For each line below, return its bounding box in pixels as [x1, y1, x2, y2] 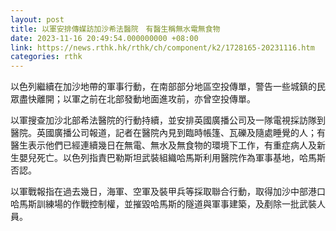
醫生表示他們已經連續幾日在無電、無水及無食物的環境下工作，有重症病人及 [10, 139, 317, 151]
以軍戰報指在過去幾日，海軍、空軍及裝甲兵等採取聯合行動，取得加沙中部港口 [10, 186, 326, 198]
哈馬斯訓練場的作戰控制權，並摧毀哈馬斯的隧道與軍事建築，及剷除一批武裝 [10, 198, 317, 210]
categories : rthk [10, 52, 83, 62]
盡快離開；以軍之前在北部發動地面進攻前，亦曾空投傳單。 [18, 93, 256, 105]
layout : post [10, 14, 65, 25]
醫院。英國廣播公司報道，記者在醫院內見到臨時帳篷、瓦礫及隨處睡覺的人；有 [10, 127, 326, 139]
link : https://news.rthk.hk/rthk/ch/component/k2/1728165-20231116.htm [10, 42, 315, 53]
